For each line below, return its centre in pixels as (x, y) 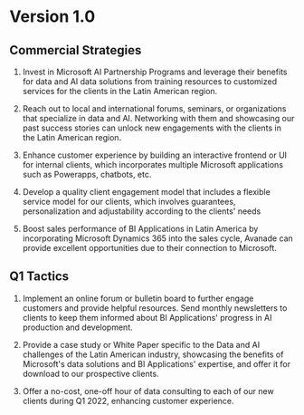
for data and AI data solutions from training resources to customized (150, 82)
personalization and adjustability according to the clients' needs (142, 211)
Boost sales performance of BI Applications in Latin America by (140, 229)
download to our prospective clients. (91, 373)
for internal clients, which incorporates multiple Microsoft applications (152, 164)
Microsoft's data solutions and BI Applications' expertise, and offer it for (157, 363)
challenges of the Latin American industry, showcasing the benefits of (153, 354)
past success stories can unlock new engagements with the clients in (152, 128)
